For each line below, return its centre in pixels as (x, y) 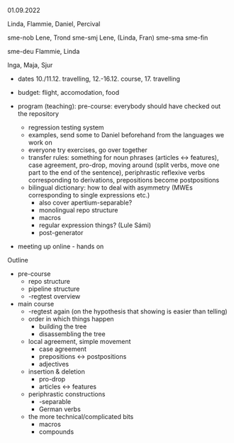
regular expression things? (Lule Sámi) (95, 225)
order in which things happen (71, 319)
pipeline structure (54, 289)
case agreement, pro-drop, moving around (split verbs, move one (124, 165)
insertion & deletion (56, 372)
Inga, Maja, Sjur (30, 65)
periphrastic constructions (67, 394)
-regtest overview (54, 296)
